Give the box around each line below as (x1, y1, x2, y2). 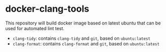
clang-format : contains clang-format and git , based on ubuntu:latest (12, 40, 160, 46)
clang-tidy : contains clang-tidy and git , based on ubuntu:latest (12, 35, 151, 41)
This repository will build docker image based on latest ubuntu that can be (5, 20, 161, 26)
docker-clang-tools (5, 3, 90, 15)
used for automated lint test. (5, 25, 65, 31)
